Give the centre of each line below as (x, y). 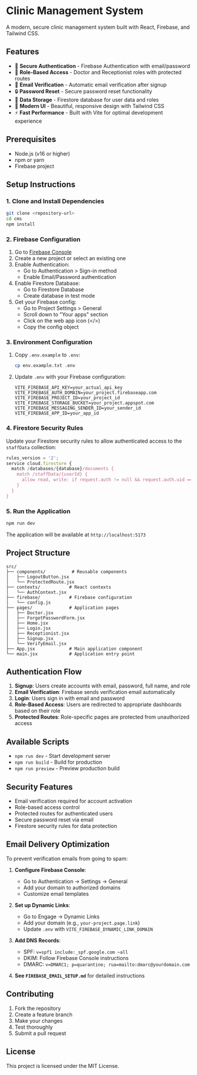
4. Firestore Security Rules (45, 428)
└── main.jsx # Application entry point (70, 654)
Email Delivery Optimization (58, 845)
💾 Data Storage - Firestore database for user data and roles (87, 100)
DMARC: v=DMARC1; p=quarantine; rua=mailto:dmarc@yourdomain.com (106, 964)
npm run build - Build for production (58, 762)
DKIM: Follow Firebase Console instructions (76, 958)
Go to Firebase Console (43, 252)
